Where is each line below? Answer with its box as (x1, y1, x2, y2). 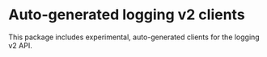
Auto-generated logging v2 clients (8, 6, 245, 24)
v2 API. (8, 40, 32, 50)
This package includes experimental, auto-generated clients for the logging (8, 32, 261, 42)
